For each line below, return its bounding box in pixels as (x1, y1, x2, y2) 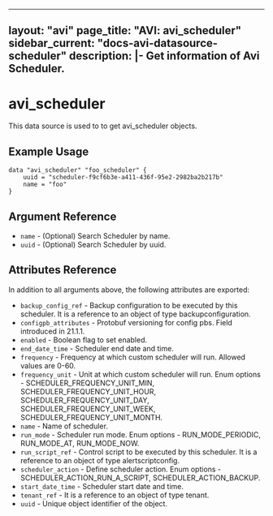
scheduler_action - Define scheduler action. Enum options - (19, 464, 222, 474)
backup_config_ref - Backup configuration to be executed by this (19, 300, 238, 310)
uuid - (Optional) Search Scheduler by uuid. (19, 239, 167, 249)
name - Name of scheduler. (19, 421, 108, 431)
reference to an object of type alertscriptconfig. (19, 455, 180, 465)
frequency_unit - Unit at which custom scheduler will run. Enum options (19, 369, 262, 379)
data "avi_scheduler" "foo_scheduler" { (8, 166, 148, 174)
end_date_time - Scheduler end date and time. (19, 343, 175, 353)
